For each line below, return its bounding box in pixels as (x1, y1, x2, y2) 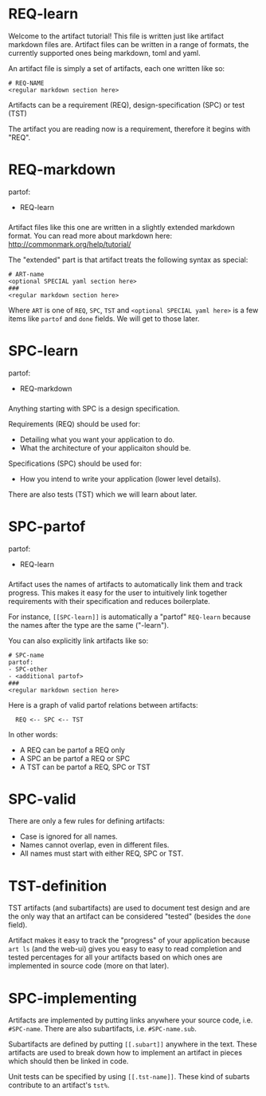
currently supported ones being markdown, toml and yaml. (8, 48, 201, 58)
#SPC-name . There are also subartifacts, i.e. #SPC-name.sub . (8, 1024, 198, 1034)
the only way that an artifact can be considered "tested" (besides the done (8, 911, 251, 921)
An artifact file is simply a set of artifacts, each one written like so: (8, 63, 225, 73)
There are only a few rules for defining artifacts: (8, 816, 165, 826)
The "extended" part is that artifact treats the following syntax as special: (8, 255, 248, 264)
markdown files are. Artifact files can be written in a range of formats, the (8, 39, 249, 49)
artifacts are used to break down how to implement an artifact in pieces (8, 1048, 243, 1058)
